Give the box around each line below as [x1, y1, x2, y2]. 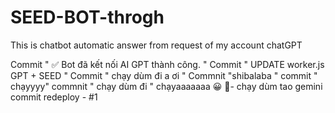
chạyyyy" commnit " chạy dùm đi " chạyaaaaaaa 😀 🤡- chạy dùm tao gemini [10, 80, 323, 92]
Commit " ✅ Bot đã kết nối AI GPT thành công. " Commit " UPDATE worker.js [10, 58, 325, 70]
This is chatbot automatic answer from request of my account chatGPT [10, 39, 303, 51]
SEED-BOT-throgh [10, 6, 165, 29]
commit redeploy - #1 [10, 91, 98, 103]
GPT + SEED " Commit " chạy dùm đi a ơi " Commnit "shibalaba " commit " [10, 69, 318, 81]
